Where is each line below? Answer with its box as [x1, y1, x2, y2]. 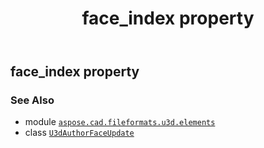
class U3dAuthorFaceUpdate [24, 127, 135, 139]
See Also [10, 93, 55, 107]
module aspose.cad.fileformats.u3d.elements [24, 116, 216, 128]
